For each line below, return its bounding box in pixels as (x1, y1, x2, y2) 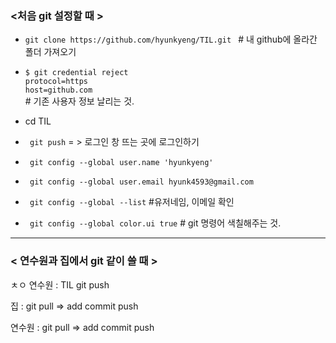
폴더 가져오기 (24, 46, 77, 58)
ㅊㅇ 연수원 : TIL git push (10, 278, 110, 291)
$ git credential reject (24, 68, 129, 78)
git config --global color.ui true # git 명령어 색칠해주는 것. (29, 217, 282, 229)
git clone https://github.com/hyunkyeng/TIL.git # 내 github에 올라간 (24, 33, 318, 46)
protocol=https (24, 77, 89, 87)
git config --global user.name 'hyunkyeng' (29, 158, 214, 168)
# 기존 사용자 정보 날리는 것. (24, 95, 135, 107)
